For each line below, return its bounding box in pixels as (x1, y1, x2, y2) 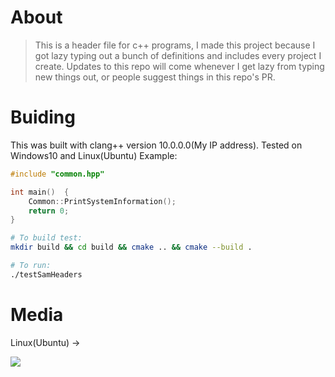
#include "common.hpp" (10, 169, 105, 179)
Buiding (10, 106, 76, 129)
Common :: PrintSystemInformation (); (28, 196, 177, 206)
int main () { (10, 187, 70, 197)
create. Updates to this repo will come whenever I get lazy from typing (34, 60, 325, 72)
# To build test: (10, 233, 83, 243)
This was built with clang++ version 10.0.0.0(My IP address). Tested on (10, 139, 303, 151)
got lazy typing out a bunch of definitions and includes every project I (34, 49, 322, 61)
